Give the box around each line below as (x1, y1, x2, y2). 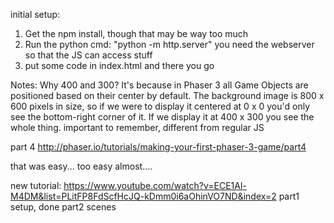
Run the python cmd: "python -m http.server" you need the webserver (24, 39, 315, 50)
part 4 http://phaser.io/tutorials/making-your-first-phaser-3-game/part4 (10, 141, 307, 153)
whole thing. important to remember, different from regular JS (10, 122, 265, 133)
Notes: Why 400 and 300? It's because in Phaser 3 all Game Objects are (10, 79, 309, 91)
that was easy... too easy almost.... (10, 160, 153, 172)
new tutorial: (10, 180, 62, 191)
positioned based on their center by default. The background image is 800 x (10, 90, 325, 101)
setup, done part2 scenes (10, 201, 117, 213)
